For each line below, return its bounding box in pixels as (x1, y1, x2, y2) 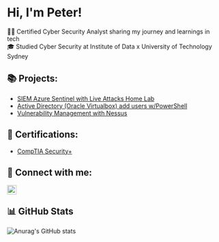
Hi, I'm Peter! (7, 5, 83, 21)
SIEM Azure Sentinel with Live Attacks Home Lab (16, 94, 155, 103)
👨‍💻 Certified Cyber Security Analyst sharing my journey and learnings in (7, 27, 210, 36)
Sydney (7, 52, 29, 60)
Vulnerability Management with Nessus (16, 109, 128, 117)
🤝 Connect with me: (7, 166, 92, 178)
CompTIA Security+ (16, 147, 73, 155)
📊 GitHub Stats (7, 205, 74, 217)
